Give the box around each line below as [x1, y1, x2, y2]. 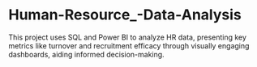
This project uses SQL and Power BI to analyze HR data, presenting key [8, 32, 247, 42]
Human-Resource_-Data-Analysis [8, 6, 242, 24]
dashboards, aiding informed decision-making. [8, 49, 165, 59]
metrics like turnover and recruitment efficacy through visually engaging [8, 40, 250, 50]
